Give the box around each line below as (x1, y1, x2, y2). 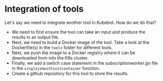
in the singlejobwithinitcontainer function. (11, 65, 101, 71)
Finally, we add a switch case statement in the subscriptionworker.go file (11, 60, 158, 66)
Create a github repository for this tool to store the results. (11, 70, 129, 76)
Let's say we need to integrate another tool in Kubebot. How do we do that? (4, 20, 157, 25)
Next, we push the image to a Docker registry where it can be (11, 50, 135, 56)
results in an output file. (11, 34, 60, 40)
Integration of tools (4, 3, 84, 15)
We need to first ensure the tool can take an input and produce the (11, 29, 146, 35)
